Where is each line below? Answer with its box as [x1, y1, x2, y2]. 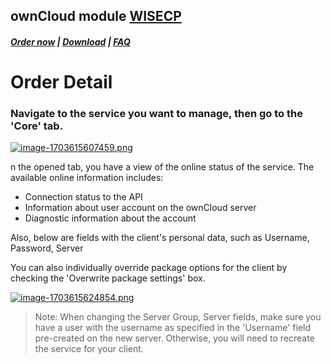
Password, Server [10, 242, 84, 254]
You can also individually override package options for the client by [10, 262, 288, 274]
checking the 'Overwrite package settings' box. [10, 272, 206, 284]
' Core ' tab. [10, 119, 64, 133]
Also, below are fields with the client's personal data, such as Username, [10, 232, 310, 244]
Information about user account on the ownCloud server [24, 202, 257, 214]
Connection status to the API [24, 191, 143, 203]
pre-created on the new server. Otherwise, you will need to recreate [34, 332, 315, 344]
